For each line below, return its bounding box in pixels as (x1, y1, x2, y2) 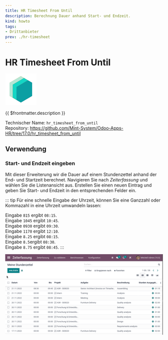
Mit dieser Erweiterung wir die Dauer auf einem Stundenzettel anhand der (5, 171, 157, 178)
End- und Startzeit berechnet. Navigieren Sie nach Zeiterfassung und (5, 177, 148, 183)
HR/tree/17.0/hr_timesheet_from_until (5, 130, 81, 136)
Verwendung (5, 145, 46, 153)
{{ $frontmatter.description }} (5, 110, 66, 116)
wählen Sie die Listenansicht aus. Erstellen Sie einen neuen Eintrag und (5, 182, 152, 188)
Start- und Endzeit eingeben (5, 160, 75, 167)
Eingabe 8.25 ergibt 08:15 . (5, 233, 59, 239)
